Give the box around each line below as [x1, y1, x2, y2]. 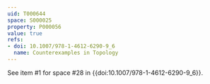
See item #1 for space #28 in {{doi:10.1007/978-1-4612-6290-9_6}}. [7, 68, 204, 77]
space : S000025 [7, 17, 52, 24]
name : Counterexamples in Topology [13, 50, 119, 57]
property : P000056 [7, 23, 62, 30]
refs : [7, 36, 23, 43]
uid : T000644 [7, 10, 46, 17]
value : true [7, 29, 42, 37]
